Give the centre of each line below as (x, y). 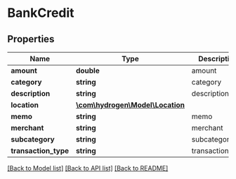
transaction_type (40, 151)
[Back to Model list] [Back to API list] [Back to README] (88, 168)
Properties (31, 39)
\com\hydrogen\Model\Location (130, 105)
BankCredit (41, 13)
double (88, 70)
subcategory (33, 139)
